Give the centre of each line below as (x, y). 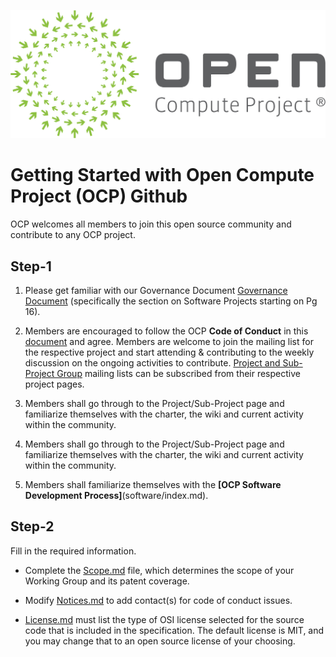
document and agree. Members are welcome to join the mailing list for (169, 341)
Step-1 (31, 266)
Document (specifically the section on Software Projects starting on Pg (171, 301)
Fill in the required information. (73, 551)
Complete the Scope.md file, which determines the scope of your (159, 570)
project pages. (54, 384)
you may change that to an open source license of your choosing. (160, 641)
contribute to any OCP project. (73, 235)
